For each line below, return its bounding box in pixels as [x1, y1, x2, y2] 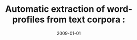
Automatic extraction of [5, 3, 105, 15]
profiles [12, 14, 45, 25]
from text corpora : [46, 14, 126, 25]
